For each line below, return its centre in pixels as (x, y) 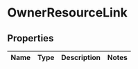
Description (81, 58)
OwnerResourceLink (68, 13)
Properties (31, 38)
